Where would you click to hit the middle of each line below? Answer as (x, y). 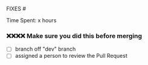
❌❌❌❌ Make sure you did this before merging (74, 36)
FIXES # (16, 9)
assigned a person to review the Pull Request (71, 56)
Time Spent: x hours (31, 20)
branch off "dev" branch (45, 49)
